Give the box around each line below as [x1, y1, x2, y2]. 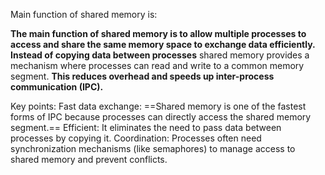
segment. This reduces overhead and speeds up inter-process [10, 70, 275, 82]
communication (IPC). [10, 81, 104, 93]
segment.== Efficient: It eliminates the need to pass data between [10, 122, 282, 133]
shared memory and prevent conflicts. [10, 154, 168, 165]
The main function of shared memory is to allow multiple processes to [10, 28, 307, 39]
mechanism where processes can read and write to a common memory [10, 60, 305, 71]
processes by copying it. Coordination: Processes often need [10, 132, 262, 144]
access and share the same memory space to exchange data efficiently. [10, 39, 316, 50]
